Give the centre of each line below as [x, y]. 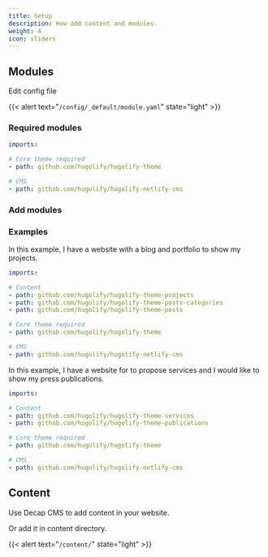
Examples [28, 231]
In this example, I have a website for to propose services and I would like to [134, 369]
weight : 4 [25, 31]
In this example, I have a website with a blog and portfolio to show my [125, 249]
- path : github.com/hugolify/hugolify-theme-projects [102, 295]
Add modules [35, 209]
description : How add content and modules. [83, 24]
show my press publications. [56, 378]
